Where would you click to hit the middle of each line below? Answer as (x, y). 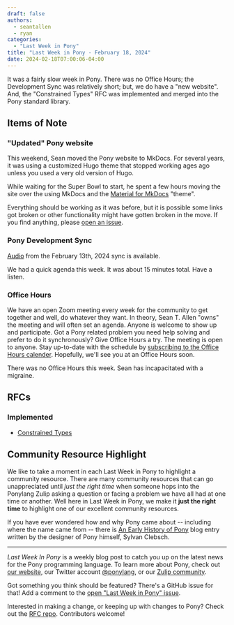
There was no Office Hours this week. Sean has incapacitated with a (105, 368)
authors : (20, 20)
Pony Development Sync (50, 240)
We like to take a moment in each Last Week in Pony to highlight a (102, 471)
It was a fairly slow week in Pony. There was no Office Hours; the (101, 79)
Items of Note (37, 123)
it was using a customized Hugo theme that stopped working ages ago (109, 166)
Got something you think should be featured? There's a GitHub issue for (110, 585)
